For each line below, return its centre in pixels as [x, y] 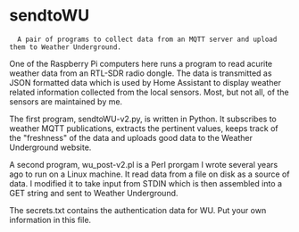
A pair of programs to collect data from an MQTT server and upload [147, 39]
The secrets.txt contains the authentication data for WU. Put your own [138, 210]
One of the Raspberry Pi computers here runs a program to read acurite [141, 63]
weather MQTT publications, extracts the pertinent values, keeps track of [144, 128]
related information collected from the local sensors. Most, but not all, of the [149, 92]
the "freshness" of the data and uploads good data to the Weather [131, 137]
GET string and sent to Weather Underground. [94, 193]
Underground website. [50, 147]
